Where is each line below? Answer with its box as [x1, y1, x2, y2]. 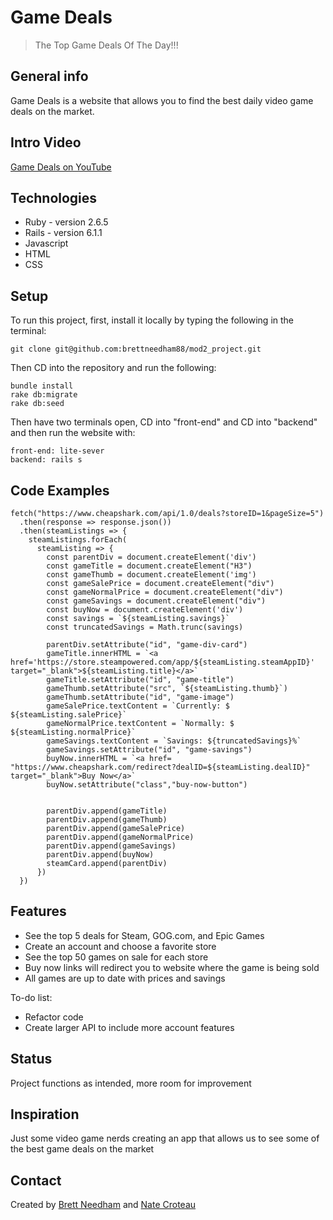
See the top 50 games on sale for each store [24, 951, 209, 963]
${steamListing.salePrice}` [10, 710, 128, 720]
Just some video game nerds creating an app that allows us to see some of [10, 1132, 320, 1145]
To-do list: [10, 991, 53, 1003]
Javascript [24, 237, 69, 250]
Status [10, 1051, 53, 1068]
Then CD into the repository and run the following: [10, 362, 217, 374]
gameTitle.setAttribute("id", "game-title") [46, 675, 235, 685]
